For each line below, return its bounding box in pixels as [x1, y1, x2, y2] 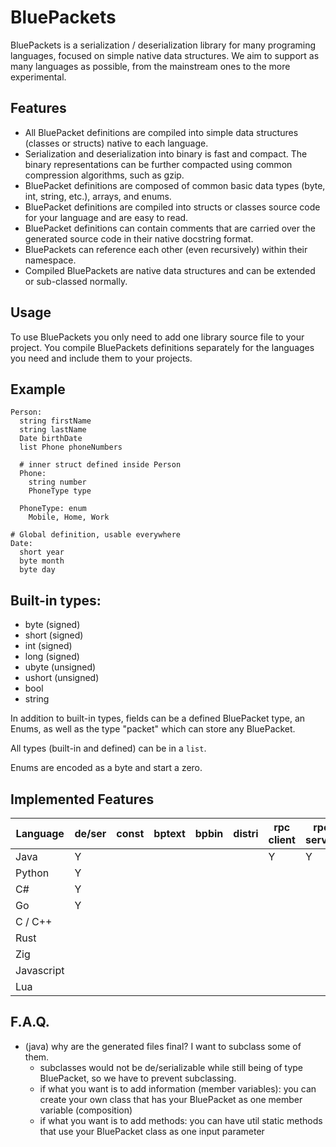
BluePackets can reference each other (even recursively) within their [24, 243, 308, 255]
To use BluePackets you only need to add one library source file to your [10, 331, 305, 343]
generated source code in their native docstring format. [24, 232, 254, 245]
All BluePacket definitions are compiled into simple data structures [24, 126, 299, 138]
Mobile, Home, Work [28, 512, 110, 523]
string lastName [19, 425, 87, 435]
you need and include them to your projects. [10, 352, 193, 364]
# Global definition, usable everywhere [10, 530, 182, 540]
